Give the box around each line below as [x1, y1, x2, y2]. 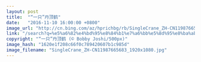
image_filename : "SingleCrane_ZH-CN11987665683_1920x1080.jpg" [6, 47, 167, 53]
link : [6, 31, 20, 37]
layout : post [6, 8, 39, 15]
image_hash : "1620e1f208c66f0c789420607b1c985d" [6, 42, 130, 48]
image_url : [6, 25, 33, 31]
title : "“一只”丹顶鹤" [6, 14, 61, 20]
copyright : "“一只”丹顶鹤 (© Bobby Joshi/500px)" [6, 36, 128, 42]
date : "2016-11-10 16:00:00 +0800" [6, 19, 100, 25]
